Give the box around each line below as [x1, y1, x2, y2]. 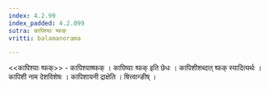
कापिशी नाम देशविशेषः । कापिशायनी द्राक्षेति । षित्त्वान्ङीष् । [8, 72, 157, 82]
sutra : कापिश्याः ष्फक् [8, 26, 67, 34]
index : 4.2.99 [8, 11, 57, 20]
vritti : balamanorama [8, 34, 82, 42]
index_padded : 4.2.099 [8, 19, 85, 27]
